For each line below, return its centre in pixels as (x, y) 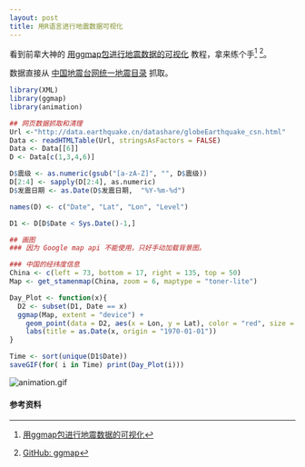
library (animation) (46, 107)
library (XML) (34, 90)
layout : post (34, 18)
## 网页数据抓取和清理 (46, 124)
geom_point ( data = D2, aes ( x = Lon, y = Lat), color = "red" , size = (160, 323)
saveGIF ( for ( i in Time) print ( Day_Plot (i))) (97, 365)
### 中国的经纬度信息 (44, 264)
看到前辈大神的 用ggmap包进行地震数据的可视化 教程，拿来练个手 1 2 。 (141, 53)
